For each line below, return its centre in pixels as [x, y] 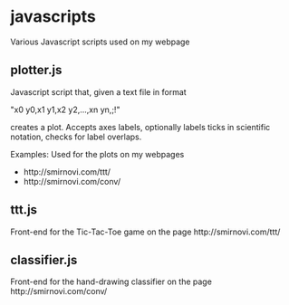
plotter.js [36, 70]
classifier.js [44, 260]
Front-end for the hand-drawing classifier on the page [111, 281]
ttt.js [24, 210]
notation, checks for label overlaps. [76, 137]
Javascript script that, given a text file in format [98, 91]
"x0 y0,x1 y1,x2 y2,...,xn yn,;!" [65, 110]
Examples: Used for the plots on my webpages [97, 154]
